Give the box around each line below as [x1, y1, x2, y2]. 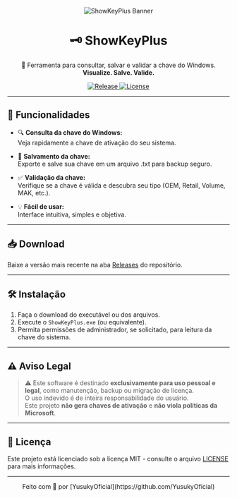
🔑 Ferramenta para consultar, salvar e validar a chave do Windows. [20, 61, 217, 69]
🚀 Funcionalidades [7, 109, 90, 121]
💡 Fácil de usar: [17, 202, 65, 211]
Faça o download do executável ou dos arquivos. [17, 310, 160, 319]
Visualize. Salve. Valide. [82, 68, 155, 77]
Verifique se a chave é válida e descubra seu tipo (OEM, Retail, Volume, [17, 181, 226, 190]
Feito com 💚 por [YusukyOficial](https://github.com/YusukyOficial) [22, 482, 215, 490]
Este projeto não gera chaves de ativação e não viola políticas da [24, 401, 218, 410]
